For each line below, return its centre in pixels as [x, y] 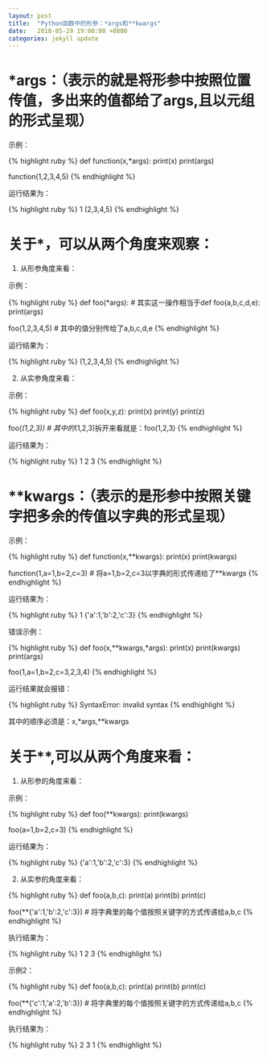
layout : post [30, 16]
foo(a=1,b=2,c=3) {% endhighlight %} [71, 830]
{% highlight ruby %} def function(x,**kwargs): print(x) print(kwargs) [123, 556]
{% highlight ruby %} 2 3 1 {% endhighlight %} [85, 1045]
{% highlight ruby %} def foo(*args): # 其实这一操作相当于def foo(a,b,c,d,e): [134, 302]
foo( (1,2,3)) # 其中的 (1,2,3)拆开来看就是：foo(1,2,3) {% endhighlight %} [125, 428]
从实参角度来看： [48, 378]
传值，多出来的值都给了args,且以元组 [131, 101]
